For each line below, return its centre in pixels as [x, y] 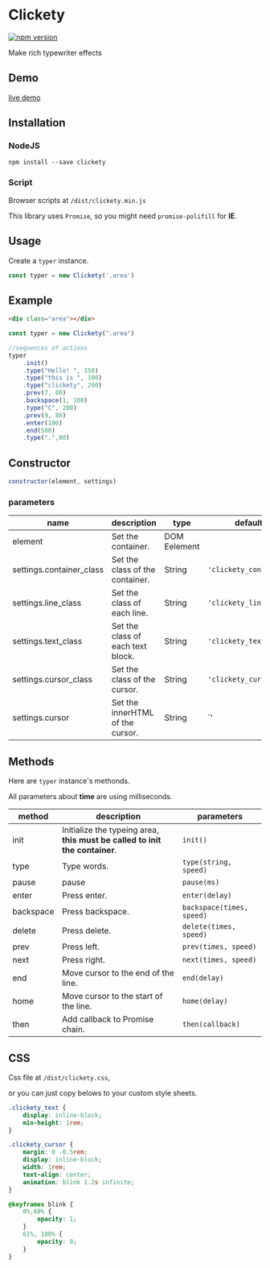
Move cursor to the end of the [118, 973]
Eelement [182, 547]
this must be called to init [111, 840]
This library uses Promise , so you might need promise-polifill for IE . [123, 216]
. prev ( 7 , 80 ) [45, 393]
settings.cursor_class [52, 680]
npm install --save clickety [57, 163]
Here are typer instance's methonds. [69, 781]
